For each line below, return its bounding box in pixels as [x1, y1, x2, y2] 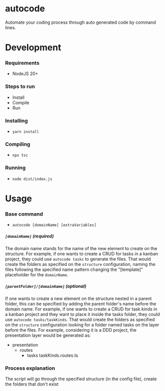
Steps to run [5, 83, 35, 90]
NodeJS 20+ [12, 71, 38, 77]
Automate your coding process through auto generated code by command [5, 19, 156, 25]
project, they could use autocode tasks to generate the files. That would [5, 256, 151, 262]
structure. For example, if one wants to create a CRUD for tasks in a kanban [5, 251, 159, 257]
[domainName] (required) [5, 233, 54, 239]
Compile [12, 99, 30, 105]
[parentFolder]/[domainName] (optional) [5, 283, 87, 289]
